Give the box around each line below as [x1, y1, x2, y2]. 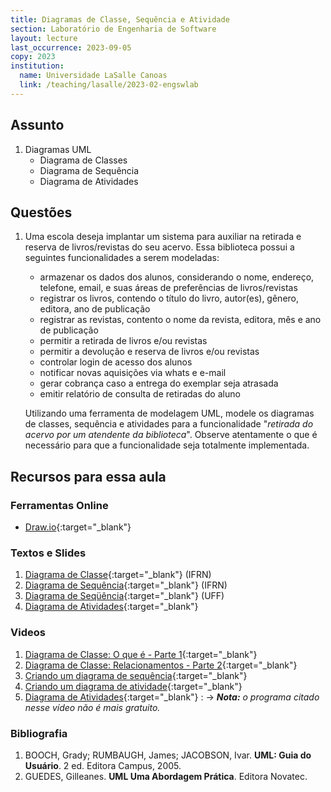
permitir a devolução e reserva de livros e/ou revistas [39, 346, 260, 358]
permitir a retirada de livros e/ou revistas [39, 335, 208, 347]
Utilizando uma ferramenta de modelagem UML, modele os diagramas [24, 407, 315, 420]
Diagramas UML [24, 143, 92, 155]
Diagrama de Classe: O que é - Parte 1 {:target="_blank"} [24, 648, 258, 660]
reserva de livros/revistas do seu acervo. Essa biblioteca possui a [24, 241, 295, 253]
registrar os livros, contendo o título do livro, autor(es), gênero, [39, 292, 300, 305]
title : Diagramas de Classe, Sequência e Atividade [10, 14, 230, 25]
